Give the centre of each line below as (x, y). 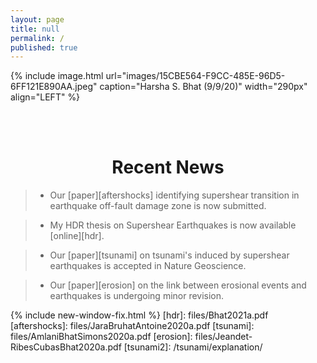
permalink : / (37, 38)
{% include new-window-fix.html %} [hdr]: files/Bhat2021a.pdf (139, 315)
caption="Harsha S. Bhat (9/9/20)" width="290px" (203, 87)
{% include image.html (57, 76)
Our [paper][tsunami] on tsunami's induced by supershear (169, 255)
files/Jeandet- (223, 337)
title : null (35, 29)
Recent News (168, 167)
